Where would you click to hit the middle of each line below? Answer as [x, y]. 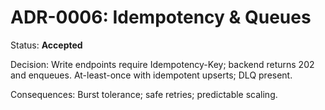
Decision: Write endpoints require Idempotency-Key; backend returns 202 [162, 64]
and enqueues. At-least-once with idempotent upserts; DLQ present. [151, 75]
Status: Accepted [46, 45]
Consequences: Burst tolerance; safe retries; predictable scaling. [144, 94]
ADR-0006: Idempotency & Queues [161, 17]
